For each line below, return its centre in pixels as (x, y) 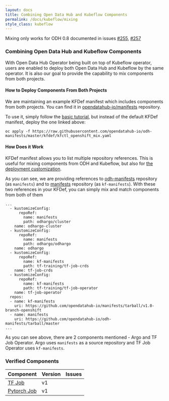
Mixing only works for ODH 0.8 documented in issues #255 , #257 (73, 38)
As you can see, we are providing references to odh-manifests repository (81, 179)
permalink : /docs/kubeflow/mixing (42, 19)
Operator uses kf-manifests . (35, 348)
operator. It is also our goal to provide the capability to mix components (79, 73)
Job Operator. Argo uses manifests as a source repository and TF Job (78, 342)
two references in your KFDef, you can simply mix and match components (82, 189)
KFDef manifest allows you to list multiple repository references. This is (79, 158)
